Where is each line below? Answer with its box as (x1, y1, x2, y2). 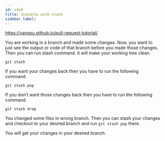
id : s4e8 (5, 7, 23, 12)
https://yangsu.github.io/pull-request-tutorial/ (5, 30, 98, 36)
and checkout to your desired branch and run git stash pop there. (5, 121, 140, 127)
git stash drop (5, 107, 37, 112)
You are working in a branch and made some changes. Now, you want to (5, 40, 153, 46)
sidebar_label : (5, 16, 37, 21)
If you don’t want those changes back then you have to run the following (5, 92, 153, 98)
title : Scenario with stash (5, 12, 63, 17)
